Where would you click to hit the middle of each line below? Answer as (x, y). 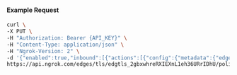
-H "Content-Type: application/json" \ (65, 45)
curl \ (16, 25)
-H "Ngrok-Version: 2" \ (43, 51)
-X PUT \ (19, 32)
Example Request (33, 10)
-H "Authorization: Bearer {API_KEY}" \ (67, 38)
